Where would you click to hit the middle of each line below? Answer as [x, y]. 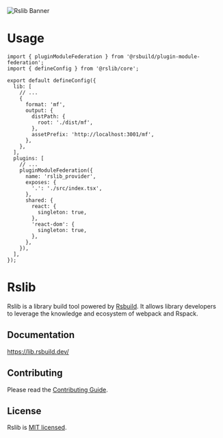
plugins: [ [29, 158]
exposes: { [41, 182]
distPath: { [49, 116]
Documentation [41, 335]
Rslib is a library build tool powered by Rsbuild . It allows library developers [112, 306]
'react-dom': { [53, 224]
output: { [39, 110]
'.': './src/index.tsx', [67, 188]
